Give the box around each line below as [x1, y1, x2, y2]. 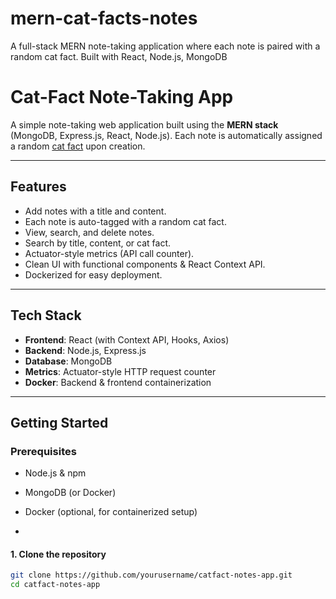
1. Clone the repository [10, 548, 107, 560]
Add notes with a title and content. [24, 205, 167, 217]
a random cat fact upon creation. [10, 140, 146, 152]
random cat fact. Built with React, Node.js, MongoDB [10, 50, 228, 62]
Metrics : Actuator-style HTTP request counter [24, 365, 217, 377]
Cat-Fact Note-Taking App [10, 86, 234, 109]
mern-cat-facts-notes [10, 7, 198, 30]
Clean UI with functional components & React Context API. [24, 258, 266, 270]
